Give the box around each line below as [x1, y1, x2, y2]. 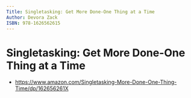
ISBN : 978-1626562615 [6, 20, 61, 26]
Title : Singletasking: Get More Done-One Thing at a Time [6, 8, 155, 15]
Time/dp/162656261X [14, 85, 69, 92]
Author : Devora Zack [6, 14, 58, 20]
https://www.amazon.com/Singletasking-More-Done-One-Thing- [14, 79, 177, 86]
